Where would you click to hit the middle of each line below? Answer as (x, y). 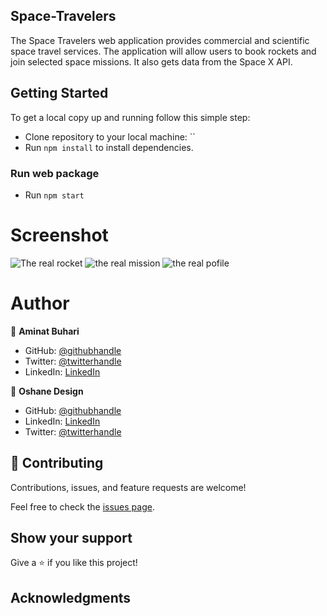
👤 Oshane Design (47, 391)
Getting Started (59, 93)
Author (40, 303)
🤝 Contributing (57, 463)
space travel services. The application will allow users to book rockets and (163, 51)
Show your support (71, 538)
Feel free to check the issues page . (82, 506)
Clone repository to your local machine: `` (110, 136)
